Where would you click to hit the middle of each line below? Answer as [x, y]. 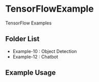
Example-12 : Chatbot [35, 57]
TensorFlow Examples [29, 23]
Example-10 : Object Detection [45, 51]
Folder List [22, 39]
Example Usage [31, 73]
